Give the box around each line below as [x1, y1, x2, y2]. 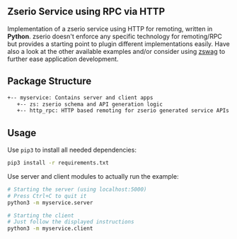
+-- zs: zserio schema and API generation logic [16, 101, 163, 108]
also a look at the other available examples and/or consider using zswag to [7, 47, 226, 55]
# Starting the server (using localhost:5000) [7, 186, 147, 193]
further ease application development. [7, 55, 119, 63]
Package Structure [7, 75, 92, 87]
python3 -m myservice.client [7, 225, 93, 233]
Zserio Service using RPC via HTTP [7, 6, 166, 18]
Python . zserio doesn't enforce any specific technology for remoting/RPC [7, 32, 223, 40]
